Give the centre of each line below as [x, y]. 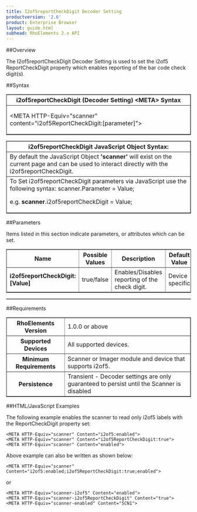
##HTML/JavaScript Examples [43, 406]
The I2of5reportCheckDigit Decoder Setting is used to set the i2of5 [87, 62]
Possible [95, 255]
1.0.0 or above [88, 326]
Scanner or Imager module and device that [126, 359]
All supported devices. [98, 345]
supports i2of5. [89, 366]
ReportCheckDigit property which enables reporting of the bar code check [96, 68]
